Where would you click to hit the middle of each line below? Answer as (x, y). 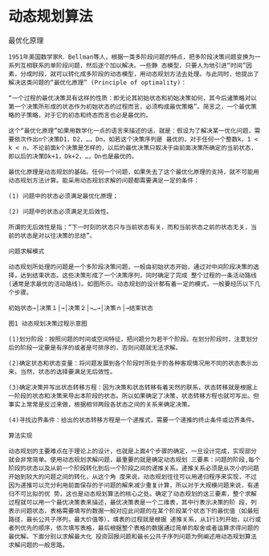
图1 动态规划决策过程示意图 (48, 323)
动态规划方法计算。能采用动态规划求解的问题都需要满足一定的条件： (104, 180)
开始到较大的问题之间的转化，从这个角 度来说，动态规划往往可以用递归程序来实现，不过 (132, 476)
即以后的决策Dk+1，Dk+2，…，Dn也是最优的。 (73, 156)
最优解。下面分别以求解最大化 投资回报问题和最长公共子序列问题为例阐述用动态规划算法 (132, 536)
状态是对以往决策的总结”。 (58, 235)
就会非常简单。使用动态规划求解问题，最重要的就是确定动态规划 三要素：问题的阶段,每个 (134, 460)
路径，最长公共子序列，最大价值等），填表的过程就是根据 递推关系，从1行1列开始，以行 (132, 519)
